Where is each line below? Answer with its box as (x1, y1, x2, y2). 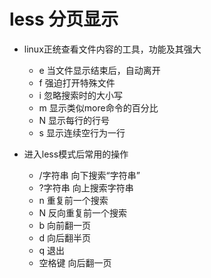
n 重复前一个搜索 (38, 194, 109, 206)
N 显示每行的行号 (38, 114, 111, 126)
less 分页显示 (9, 8, 119, 31)
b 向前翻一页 (38, 219, 92, 231)
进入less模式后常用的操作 (23, 148, 129, 160)
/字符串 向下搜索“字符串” (38, 169, 141, 181)
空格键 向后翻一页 (38, 256, 112, 269)
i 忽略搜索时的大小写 (38, 89, 123, 101)
